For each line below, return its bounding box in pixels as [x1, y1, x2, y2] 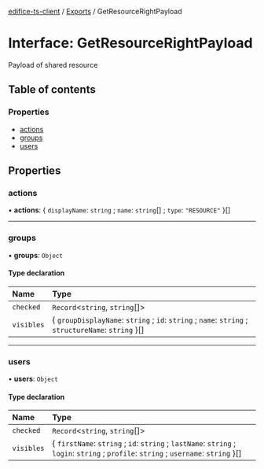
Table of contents [8, 83, 96, 97]
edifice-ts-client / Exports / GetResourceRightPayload [8, 7, 182, 16]
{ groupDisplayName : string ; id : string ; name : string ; [52, 314, 248, 325]
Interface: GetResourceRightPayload [8, 35, 253, 52]
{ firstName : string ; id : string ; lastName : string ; [52, 438, 236, 449]
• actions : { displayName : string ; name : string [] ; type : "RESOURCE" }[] [8, 205, 231, 215]
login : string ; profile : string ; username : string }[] [52, 448, 242, 459]
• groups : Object [8, 250, 63, 260]
